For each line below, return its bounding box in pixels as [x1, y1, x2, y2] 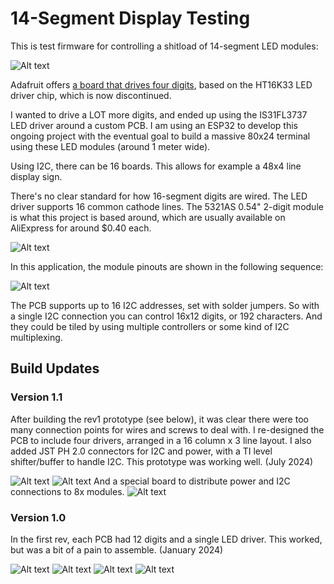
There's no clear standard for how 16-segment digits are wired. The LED [10, 190, 308, 202]
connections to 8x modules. [10, 485, 125, 497]
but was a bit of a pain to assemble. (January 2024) [10, 543, 224, 556]
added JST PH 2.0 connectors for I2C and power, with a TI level [10, 445, 273, 457]
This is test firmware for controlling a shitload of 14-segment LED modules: [10, 40, 319, 52]
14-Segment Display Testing [10, 7, 251, 30]
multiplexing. [10, 331, 63, 343]
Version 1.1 [10, 390, 63, 404]
